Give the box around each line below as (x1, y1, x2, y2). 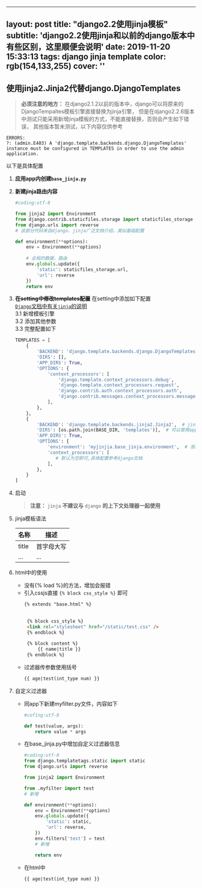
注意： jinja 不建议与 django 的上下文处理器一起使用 (29, 502, 161, 509)
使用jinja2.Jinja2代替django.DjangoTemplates (6, 83, 181, 94)
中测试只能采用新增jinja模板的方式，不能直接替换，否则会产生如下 (20, 115, 185, 123)
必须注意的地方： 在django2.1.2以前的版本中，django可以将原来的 (20, 100, 184, 107)
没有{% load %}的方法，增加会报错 (23, 582, 111, 589)
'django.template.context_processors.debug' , (58, 377, 174, 383)
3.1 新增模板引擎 (14, 310, 55, 318)
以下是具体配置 (6, 162, 43, 170)
